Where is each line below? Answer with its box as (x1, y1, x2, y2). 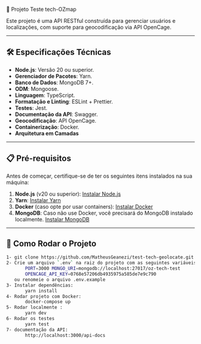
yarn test (25, 321, 50, 327)
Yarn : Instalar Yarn (14, 196, 61, 203)
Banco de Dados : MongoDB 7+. (14, 78, 94, 86)
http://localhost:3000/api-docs (25, 332, 106, 338)
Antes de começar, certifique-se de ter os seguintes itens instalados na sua (6, 172, 193, 179)
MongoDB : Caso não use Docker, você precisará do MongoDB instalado (14, 209, 193, 217)
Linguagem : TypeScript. (14, 92, 75, 99)
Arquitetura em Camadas (14, 129, 79, 137)
